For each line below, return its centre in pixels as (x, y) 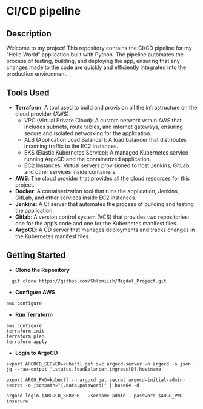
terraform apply (27, 341)
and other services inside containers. (70, 171)
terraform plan (25, 336)
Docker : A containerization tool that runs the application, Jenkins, (97, 191)
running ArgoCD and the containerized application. (88, 159)
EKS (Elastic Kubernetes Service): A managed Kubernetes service (106, 152)
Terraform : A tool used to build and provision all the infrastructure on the (106, 107)
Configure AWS (35, 292)
